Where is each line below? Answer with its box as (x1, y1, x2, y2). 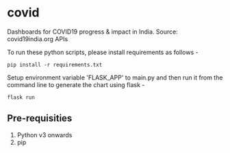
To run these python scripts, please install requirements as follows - (7, 48, 199, 56)
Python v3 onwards (16, 130, 73, 139)
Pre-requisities (7, 113, 73, 124)
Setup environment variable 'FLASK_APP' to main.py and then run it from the (7, 73, 223, 82)
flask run (7, 94, 36, 101)
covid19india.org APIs (7, 34, 68, 43)
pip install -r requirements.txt (7, 61, 103, 68)
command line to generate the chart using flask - (7, 80, 145, 89)
